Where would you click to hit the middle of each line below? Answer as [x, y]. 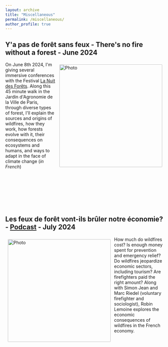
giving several [20, 70]
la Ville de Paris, [22, 102]
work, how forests [24, 129]
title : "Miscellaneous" [30, 15]
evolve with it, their [25, 135]
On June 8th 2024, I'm [29, 65]
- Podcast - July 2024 [40, 227]
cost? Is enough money [138, 245]
